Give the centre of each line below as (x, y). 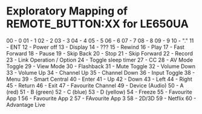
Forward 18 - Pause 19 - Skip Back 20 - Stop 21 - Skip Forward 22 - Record (100, 53)
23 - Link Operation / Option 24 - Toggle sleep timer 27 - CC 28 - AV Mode (100, 60)
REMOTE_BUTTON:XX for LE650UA (97, 24)
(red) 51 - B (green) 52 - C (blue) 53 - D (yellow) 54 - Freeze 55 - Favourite (99, 92)
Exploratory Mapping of (67, 11)
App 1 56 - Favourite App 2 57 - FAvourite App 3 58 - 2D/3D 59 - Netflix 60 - (101, 98)
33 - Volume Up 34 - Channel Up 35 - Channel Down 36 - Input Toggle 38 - (101, 72)
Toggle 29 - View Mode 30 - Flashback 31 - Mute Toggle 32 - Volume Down (101, 66)
